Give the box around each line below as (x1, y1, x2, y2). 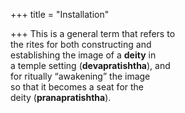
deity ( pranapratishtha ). (10, 92, 112, 103)
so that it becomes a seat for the (10, 81, 145, 93)
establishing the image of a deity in (10, 49, 157, 61)
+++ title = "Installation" (10, 9, 110, 20)
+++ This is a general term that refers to (10, 28, 176, 39)
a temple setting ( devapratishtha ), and (10, 60, 171, 71)
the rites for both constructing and (10, 39, 152, 50)
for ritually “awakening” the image (10, 70, 151, 82)
